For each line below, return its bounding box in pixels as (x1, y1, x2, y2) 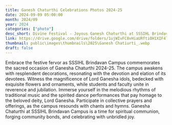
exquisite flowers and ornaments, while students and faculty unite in (5, 81, 149, 87)
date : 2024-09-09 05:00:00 (5, 12, 63, 17)
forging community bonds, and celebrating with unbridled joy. (5, 113, 136, 120)
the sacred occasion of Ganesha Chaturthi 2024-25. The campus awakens (5, 65, 163, 71)
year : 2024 (5, 21, 29, 27)
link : (5, 36, 17, 41)
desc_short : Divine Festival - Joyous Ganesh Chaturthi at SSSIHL (5, 31, 150, 36)
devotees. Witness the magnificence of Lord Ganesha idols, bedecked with (5, 76, 164, 82)
